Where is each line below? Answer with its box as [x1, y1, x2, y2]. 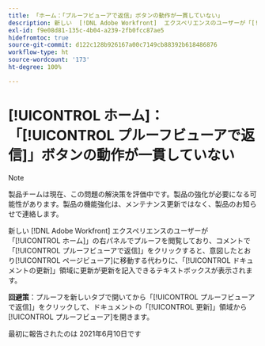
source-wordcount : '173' [8, 56, 90, 64]
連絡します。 [21, 209, 63, 219]
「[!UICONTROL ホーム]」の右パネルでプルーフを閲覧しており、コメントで [8, 235, 251, 245]
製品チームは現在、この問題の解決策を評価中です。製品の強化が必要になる [8, 189, 251, 199]
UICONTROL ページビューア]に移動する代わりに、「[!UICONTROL [19, 255, 231, 265]
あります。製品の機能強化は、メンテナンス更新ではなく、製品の [28, 199, 237, 208]
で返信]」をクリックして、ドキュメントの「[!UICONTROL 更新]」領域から [8, 302, 248, 311]
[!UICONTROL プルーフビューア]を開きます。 [8, 312, 154, 321]
